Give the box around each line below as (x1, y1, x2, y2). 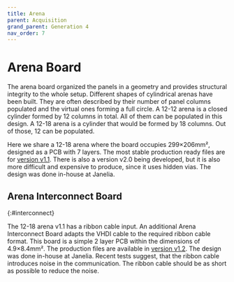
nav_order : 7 (7, 29, 45, 37)
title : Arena (7, 10, 45, 17)
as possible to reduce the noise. (7, 267, 99, 275)
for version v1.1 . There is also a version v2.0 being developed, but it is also (7, 155, 221, 164)
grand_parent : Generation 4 (7, 23, 89, 30)
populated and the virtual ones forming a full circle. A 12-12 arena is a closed (7, 105, 228, 113)
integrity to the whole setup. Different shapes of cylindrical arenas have (7, 90, 213, 98)
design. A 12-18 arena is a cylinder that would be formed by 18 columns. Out (7, 120, 226, 128)
